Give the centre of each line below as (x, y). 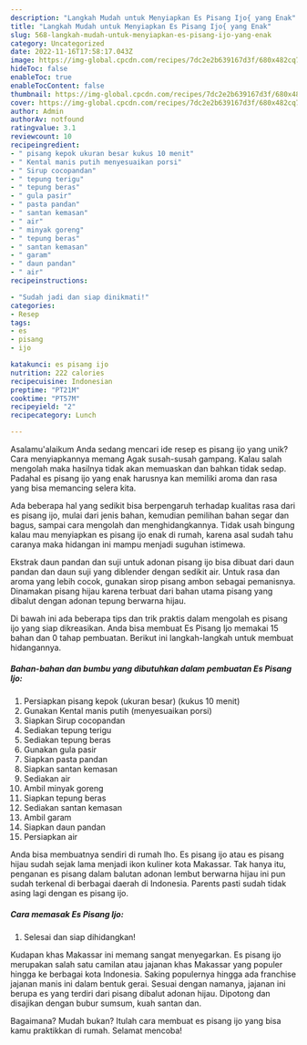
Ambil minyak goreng (63, 788)
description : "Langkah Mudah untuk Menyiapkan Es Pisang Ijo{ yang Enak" (153, 18)
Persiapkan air (51, 836)
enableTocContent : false (57, 86)
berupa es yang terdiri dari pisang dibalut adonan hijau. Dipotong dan (141, 993)
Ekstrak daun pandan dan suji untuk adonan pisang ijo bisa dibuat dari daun (153, 562)
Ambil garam (47, 817)
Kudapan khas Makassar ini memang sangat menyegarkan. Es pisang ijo (146, 955)
